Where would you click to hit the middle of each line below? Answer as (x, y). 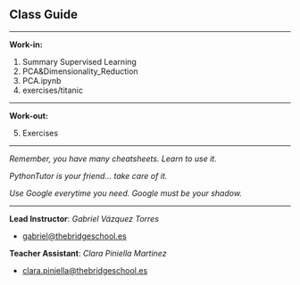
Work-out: (29, 116)
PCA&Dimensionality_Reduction (80, 71)
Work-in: (26, 45)
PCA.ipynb (42, 80)
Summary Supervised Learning (79, 61)
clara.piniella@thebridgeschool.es (85, 270)
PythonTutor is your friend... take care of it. (88, 175)
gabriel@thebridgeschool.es (74, 236)
